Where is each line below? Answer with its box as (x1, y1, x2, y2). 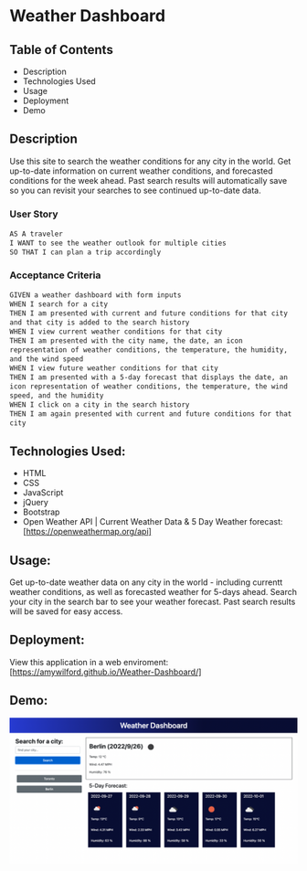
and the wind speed (9, 355, 84, 364)
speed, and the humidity (9, 391, 104, 400)
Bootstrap (22, 506, 60, 517)
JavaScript (22, 487, 64, 498)
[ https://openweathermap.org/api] (22, 526, 153, 537)
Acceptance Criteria (9, 269, 101, 281)
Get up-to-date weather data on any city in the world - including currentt (9, 577, 283, 588)
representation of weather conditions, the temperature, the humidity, (9, 345, 288, 355)
